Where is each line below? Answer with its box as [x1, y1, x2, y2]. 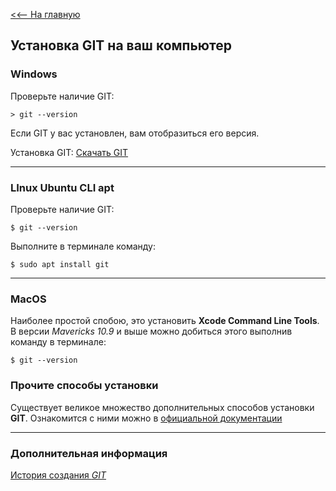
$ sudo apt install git [10, 259, 110, 269]
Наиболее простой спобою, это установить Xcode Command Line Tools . [10, 315, 320, 327]
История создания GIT [10, 469, 107, 481]
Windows [10, 67, 58, 81]
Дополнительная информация [10, 446, 168, 460]
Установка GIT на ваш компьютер [10, 37, 233, 54]
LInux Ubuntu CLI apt [10, 180, 115, 194]
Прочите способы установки [10, 379, 159, 393]
